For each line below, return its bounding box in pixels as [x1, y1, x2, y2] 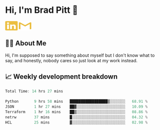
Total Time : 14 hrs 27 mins [5, 88, 64, 93]
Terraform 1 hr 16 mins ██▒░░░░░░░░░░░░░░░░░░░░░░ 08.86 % [5, 110, 148, 115]
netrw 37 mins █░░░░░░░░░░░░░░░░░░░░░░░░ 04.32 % [5, 115, 148, 120]
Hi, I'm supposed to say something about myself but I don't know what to [5, 52, 155, 58]
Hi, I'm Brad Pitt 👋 [5, 4, 79, 16]
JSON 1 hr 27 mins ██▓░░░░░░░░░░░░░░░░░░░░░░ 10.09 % [5, 104, 148, 109]
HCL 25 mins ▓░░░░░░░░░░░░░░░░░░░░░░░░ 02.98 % [5, 120, 148, 125]
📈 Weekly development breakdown [5, 73, 118, 81]
